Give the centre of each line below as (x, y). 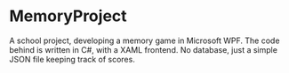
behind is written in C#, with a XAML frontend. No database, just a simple (144, 49)
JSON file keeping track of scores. (72, 59)
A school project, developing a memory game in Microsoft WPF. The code (144, 40)
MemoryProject (68, 16)
